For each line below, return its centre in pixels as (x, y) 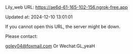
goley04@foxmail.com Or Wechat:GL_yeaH (50, 46)
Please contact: (21, 36)
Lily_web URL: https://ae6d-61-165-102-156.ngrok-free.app (66, 7)
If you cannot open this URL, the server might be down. (63, 26)
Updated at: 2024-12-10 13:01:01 (39, 17)
